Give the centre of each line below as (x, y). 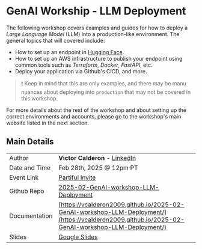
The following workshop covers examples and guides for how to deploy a (97, 28)
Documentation (31, 216)
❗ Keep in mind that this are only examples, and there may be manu (103, 83)
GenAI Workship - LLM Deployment (96, 11)
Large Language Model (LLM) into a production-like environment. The (93, 34)
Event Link (24, 177)
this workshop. (39, 98)
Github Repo (27, 191)
